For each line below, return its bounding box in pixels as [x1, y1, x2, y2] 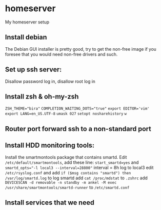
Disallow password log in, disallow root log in [5, 78, 96, 84]
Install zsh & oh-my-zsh [5, 92, 79, 100]
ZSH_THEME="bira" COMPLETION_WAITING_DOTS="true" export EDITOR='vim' [5, 106, 150, 111]
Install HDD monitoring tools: [5, 141, 95, 150]
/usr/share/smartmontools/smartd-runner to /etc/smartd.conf [5, 184, 130, 190]
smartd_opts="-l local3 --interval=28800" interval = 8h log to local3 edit [5, 164, 154, 171]
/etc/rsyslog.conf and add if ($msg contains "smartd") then [5, 170, 131, 175]
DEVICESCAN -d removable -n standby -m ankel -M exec [5, 180, 117, 185]
